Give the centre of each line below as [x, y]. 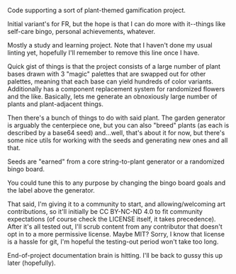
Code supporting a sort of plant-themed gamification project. [97, 10]
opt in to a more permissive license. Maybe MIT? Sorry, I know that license [116, 234]
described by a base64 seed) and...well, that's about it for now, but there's [116, 133]
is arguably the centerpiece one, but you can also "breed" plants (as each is [118, 125]
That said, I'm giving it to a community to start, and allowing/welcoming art [116, 204]
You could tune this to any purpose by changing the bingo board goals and [117, 183]
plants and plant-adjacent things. [56, 104]
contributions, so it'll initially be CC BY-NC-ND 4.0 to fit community [105, 211]
